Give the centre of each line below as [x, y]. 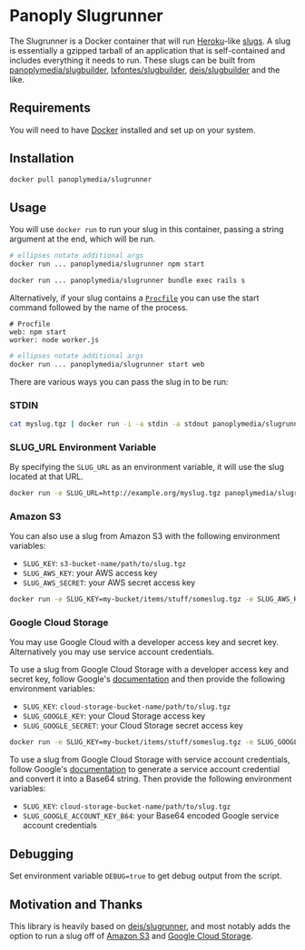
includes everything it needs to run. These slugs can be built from [133, 60]
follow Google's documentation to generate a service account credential [144, 769]
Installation [42, 158]
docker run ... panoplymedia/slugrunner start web [107, 364]
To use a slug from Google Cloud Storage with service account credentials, [150, 759]
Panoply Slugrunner [86, 16]
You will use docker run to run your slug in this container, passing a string [147, 230]
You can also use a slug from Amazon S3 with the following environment [145, 536]
